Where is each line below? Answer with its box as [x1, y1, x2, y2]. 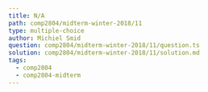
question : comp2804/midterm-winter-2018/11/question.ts [8, 42, 200, 50]
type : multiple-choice [8, 26, 85, 34]
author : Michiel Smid [8, 34, 81, 42]
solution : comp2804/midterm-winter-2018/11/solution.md [8, 49, 200, 57]
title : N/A [8, 11, 45, 20]
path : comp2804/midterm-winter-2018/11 [8, 19, 143, 27]
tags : [8, 57, 27, 65]
